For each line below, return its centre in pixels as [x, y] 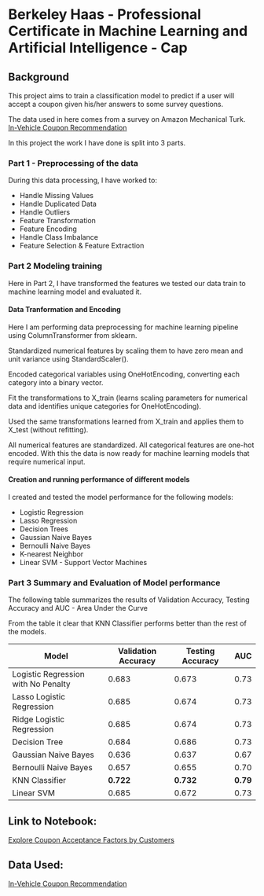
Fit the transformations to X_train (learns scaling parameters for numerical [128, 398]
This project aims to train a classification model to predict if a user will [121, 95]
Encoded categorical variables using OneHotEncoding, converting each [124, 374]
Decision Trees [44, 529]
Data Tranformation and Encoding [65, 310]
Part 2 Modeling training [55, 266]
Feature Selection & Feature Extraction [82, 246]
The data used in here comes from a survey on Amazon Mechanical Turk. [127, 119]
